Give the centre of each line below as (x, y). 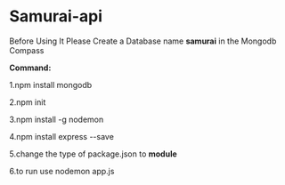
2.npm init (28, 102)
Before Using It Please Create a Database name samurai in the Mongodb (143, 41)
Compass (27, 50)
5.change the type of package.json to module (94, 154)
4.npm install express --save (61, 136)
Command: (30, 68)
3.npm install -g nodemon (57, 119)
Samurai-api (56, 16)
